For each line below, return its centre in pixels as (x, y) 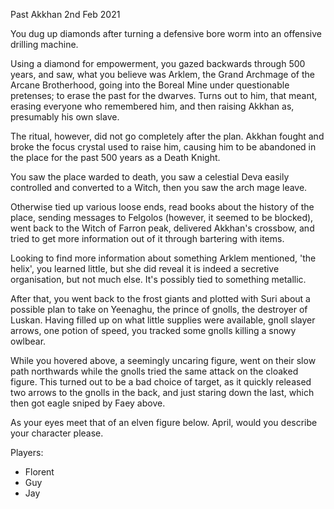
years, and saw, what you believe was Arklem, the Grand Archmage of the (162, 74)
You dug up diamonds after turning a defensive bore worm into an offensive (166, 33)
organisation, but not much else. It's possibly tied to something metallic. (158, 279)
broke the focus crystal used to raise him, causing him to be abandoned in (163, 147)
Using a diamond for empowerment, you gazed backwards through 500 (158, 63)
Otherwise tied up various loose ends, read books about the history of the (162, 207)
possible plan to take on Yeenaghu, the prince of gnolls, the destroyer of (159, 309)
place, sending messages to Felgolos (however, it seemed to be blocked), (162, 217)
